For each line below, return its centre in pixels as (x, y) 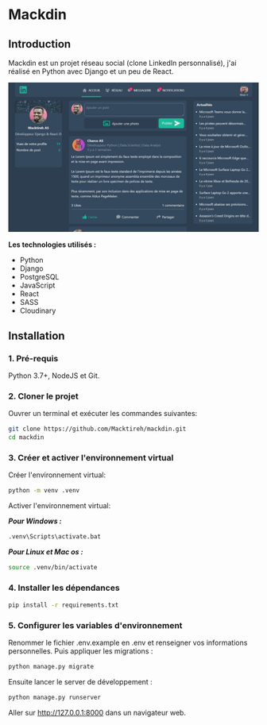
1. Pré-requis (33, 358)
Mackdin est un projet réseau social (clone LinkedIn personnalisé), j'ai (122, 63)
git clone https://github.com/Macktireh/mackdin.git (97, 429)
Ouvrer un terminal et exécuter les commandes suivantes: (103, 414)
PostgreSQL (39, 277)
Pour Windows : (35, 521)
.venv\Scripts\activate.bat (55, 537)
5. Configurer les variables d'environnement (95, 625)
